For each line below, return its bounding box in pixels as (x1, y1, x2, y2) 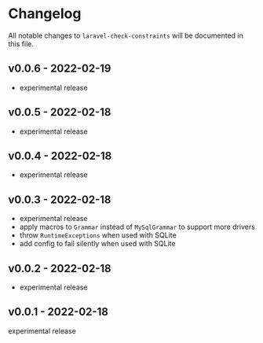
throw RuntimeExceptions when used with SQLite (19, 231, 177, 240)
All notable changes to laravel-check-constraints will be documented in (8, 31, 243, 40)
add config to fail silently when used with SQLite (19, 239, 176, 249)
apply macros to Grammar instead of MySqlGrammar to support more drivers (19, 222, 255, 232)
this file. (8, 39, 34, 48)
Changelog (8, 5, 82, 23)
